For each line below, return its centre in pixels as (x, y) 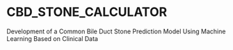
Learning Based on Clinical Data (53, 38)
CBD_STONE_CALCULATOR (87, 12)
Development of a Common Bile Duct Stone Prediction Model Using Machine (116, 31)
